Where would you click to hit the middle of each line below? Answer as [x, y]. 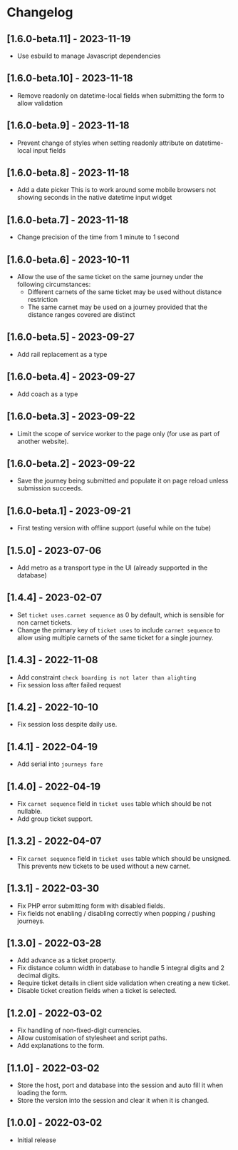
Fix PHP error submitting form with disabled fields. [91, 906]
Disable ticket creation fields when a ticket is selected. [97, 991]
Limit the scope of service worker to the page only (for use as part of [118, 433]
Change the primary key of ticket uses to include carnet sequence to [119, 630]
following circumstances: [54, 284]
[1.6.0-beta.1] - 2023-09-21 [69, 511]
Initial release [36, 1140]
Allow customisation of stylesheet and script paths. [92, 1038]
